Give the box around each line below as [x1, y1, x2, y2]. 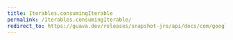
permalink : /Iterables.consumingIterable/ [7, 16, 132, 23]
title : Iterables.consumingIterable [7, 9, 113, 17]
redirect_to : [7, 22, 45, 29]
